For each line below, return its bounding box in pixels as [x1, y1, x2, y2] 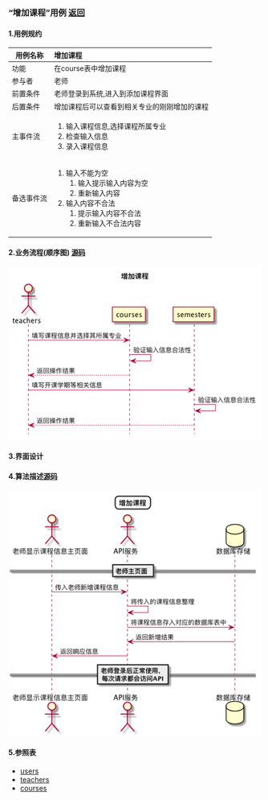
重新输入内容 [77, 188, 120, 198]
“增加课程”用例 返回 [8, 6, 86, 18]
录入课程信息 [65, 141, 108, 151]
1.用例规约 [8, 28, 43, 38]
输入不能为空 [65, 168, 108, 178]
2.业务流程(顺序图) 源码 [8, 248, 86, 258]
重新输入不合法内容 [77, 219, 142, 229]
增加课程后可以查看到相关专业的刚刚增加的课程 [54, 101, 209, 111]
